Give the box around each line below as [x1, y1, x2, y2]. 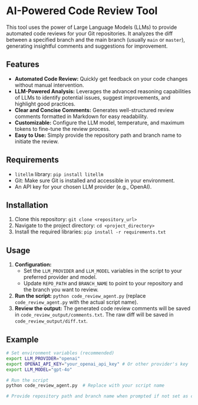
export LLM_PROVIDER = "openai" [6, 355, 81, 361]
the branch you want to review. [23, 286, 99, 293]
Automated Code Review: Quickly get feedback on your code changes [14, 75, 188, 82]
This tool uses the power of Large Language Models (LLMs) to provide [6, 24, 177, 31]
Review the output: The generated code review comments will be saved [14, 305, 190, 312]
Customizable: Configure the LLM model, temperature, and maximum [14, 119, 184, 126]
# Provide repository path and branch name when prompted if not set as [6, 393, 189, 399]
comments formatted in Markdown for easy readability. [14, 113, 148, 120]
